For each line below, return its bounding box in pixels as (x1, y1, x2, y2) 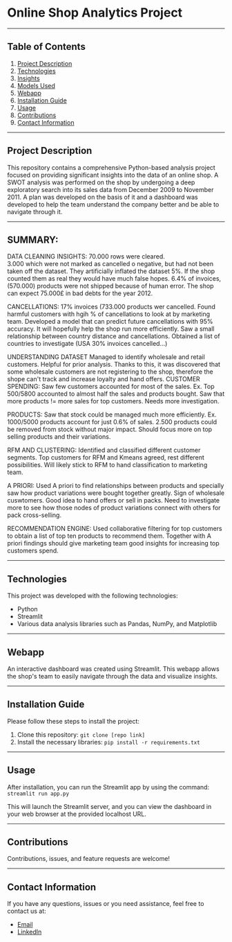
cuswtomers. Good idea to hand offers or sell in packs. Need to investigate (7, 496, 220, 505)
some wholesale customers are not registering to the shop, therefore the (7, 367, 213, 376)
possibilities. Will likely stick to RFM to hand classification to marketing (7, 461, 208, 469)
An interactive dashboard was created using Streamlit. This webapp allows (7, 665, 220, 673)
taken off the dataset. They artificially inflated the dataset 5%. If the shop (7, 267, 215, 275)
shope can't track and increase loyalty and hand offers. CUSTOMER (7, 375, 200, 383)
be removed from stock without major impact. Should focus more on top (7, 425, 213, 434)
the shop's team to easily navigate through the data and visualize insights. (7, 672, 218, 680)
